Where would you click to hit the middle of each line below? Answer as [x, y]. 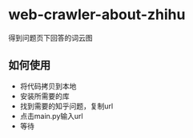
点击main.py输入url [51, 116]
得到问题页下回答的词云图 [50, 37]
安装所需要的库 [44, 96]
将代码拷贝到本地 [48, 86]
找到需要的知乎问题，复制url [66, 106]
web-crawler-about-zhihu [97, 15]
